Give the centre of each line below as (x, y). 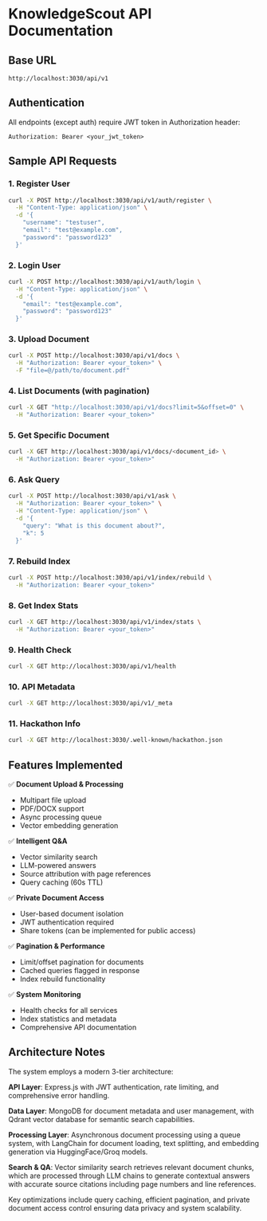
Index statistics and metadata (68, 1019)
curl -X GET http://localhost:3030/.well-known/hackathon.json (116, 740)
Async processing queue (61, 817)
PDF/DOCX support (52, 809)
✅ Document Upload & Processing (66, 784)
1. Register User (39, 184)
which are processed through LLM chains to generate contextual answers (129, 1176)
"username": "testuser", (64, 223)
